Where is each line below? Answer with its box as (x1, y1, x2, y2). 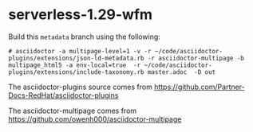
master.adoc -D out (147, 68, 216, 76)
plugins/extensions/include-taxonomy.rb (8, 68, 145, 76)
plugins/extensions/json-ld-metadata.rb (8, 54, 145, 62)
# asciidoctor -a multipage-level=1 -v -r (8, 47, 152, 55)
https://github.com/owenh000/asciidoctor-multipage (8, 114, 182, 124)
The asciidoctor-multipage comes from (8, 106, 137, 115)
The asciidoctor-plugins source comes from (8, 82, 153, 91)
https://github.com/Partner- (154, 82, 245, 91)
